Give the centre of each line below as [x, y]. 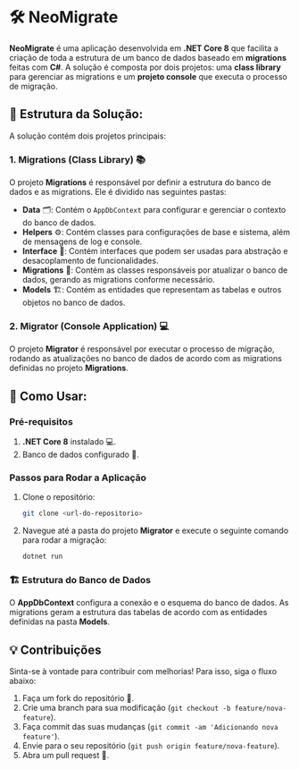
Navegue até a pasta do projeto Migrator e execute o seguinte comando [155, 531]
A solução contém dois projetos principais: [88, 136]
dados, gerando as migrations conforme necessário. [119, 280]
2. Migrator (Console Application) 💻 [89, 325]
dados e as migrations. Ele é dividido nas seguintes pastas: [118, 192]
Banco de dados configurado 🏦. [81, 455]
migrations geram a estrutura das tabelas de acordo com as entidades [138, 613]
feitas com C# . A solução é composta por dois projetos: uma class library [145, 67]
